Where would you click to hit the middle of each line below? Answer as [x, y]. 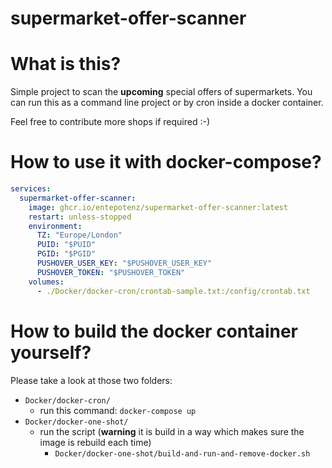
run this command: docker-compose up [118, 410]
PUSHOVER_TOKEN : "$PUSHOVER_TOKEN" [111, 272]
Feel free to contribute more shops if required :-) [110, 122]
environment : [55, 226]
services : [31, 189]
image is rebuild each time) [95, 442]
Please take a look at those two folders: [91, 380]
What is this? [66, 64]
